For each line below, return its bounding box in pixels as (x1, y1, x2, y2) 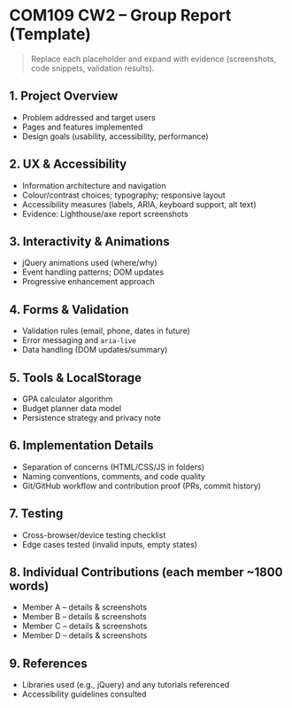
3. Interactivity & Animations (9, 234, 170, 249)
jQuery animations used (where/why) (21, 258, 158, 268)
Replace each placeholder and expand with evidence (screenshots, (30, 53, 277, 64)
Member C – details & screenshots (21, 621, 148, 632)
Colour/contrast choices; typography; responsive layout (21, 190, 226, 200)
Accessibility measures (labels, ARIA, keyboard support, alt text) (21, 198, 257, 209)
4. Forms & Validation (9, 302, 129, 317)
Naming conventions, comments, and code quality (21, 471, 206, 481)
